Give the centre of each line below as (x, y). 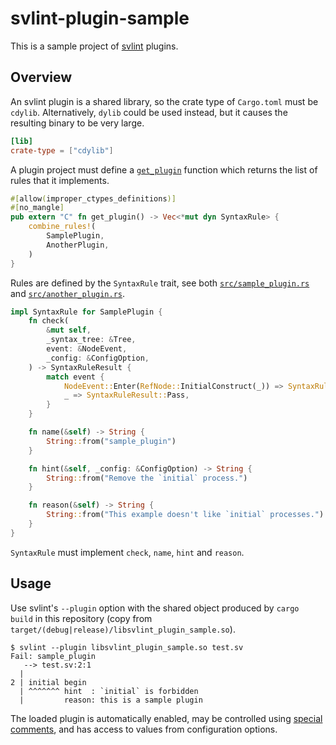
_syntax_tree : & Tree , (91, 340)
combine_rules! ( (62, 227)
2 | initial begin (48, 682)
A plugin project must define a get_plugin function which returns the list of (164, 169)
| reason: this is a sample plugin (111, 700)
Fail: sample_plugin (53, 656)
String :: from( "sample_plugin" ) (111, 441)
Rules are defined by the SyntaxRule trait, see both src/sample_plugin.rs (160, 283)
